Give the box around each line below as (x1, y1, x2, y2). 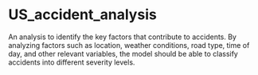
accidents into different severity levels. (8, 57, 135, 67)
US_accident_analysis (8, 6, 157, 24)
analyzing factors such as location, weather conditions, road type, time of (8, 40, 250, 49)
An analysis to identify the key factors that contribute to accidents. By (8, 32, 237, 41)
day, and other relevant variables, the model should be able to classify (8, 49, 239, 58)
